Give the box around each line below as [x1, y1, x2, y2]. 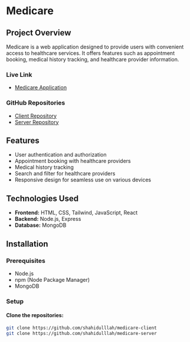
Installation [6, 239, 48, 249]
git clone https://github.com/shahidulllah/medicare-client [6, 325, 158, 331]
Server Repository [14, 118, 59, 125]
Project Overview [6, 28, 71, 38]
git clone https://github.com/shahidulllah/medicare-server [6, 330, 158, 336]
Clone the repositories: [6, 312, 64, 319]
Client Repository [14, 112, 57, 119]
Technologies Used [6, 193, 78, 203]
